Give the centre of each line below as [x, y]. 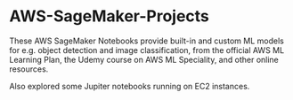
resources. [29, 69]
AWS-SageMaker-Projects [109, 16]
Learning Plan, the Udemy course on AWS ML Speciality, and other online [144, 59]
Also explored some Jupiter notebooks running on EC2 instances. [130, 86]
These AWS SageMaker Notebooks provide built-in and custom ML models [147, 41]
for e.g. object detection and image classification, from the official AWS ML [147, 50]
